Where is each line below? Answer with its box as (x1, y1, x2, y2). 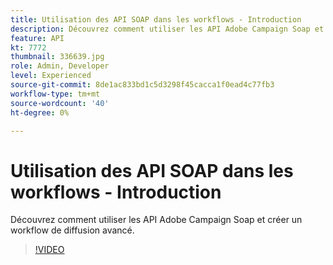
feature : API (10, 33, 65, 43)
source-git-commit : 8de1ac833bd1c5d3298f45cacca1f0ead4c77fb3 (10, 80, 275, 90)
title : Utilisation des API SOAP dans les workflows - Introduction (10, 14, 302, 25)
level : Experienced (10, 71, 92, 81)
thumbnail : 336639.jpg (10, 52, 105, 62)
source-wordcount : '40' (10, 98, 110, 108)
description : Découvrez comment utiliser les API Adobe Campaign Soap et (10, 24, 325, 34)
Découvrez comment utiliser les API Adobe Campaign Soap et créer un (10, 214, 303, 226)
